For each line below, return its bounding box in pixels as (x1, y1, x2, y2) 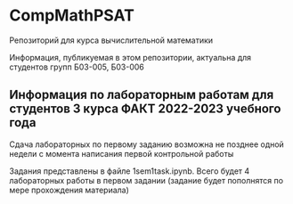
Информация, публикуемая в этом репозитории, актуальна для (9, 52, 252, 62)
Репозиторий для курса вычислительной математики (9, 35, 214, 45)
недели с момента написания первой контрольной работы (9, 148, 234, 159)
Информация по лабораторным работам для (9, 87, 274, 102)
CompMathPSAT (9, 5, 135, 26)
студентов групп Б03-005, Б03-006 (9, 61, 145, 72)
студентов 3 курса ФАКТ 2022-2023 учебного (9, 102, 281, 117)
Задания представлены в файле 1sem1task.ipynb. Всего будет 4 (9, 166, 250, 176)
